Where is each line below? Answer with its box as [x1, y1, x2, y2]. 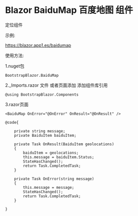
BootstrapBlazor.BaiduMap [5, 73, 59, 78]
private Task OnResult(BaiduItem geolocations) [14, 142, 114, 147]
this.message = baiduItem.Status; [23, 155, 94, 160]
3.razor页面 [5, 101, 29, 107]
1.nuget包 [5, 63, 25, 69]
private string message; [14, 128, 66, 134]
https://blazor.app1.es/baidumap [5, 42, 71, 48]
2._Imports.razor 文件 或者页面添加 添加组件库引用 [5, 82, 108, 88]
